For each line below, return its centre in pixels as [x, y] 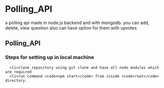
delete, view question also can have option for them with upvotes [71, 28]
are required [18, 72]
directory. [16, 80]
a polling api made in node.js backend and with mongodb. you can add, [77, 23]
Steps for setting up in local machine [50, 58]
